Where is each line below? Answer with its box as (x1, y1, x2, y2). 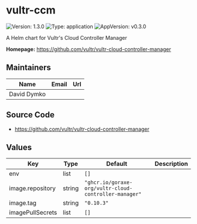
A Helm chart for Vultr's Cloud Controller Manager (6, 34, 127, 41)
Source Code (6, 110, 55, 120)
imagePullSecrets (9, 209, 57, 217)
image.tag (9, 199, 37, 207)
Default (106, 159, 128, 168)
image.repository (9, 184, 56, 192)
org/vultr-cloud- (84, 185, 133, 192)
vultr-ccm (6, 4, 56, 17)
